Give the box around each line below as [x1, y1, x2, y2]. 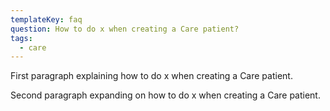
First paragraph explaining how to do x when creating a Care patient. [10, 70, 293, 82]
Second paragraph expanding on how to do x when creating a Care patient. [10, 89, 321, 101]
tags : [10, 33, 33, 43]
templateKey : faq [10, 14, 83, 25]
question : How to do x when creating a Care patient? [10, 24, 240, 34]
